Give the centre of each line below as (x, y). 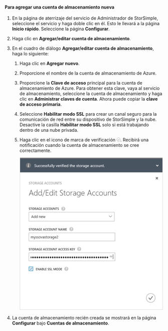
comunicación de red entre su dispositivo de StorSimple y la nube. (88, 119)
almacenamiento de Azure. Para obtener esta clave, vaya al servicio (90, 89)
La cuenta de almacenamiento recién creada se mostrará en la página (84, 318)
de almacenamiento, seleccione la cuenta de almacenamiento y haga (91, 94)
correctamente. (35, 150)
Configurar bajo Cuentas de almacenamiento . (60, 323)
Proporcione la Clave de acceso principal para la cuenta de (81, 83)
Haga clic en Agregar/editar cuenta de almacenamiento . (71, 39)
